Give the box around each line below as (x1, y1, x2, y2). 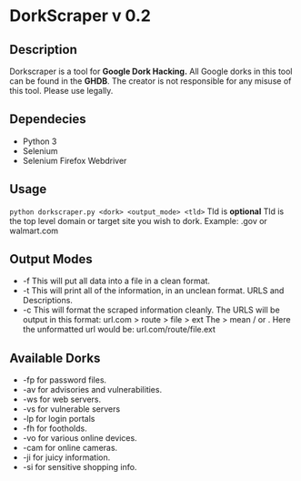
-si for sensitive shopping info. (22, 462, 137, 473)
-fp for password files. (22, 374, 107, 385)
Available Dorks (9, 350, 101, 365)
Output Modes (9, 251, 93, 267)
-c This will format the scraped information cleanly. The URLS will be (22, 304, 280, 315)
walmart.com (9, 225, 59, 236)
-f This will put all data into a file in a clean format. (22, 275, 211, 287)
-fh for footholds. (22, 423, 88, 434)
